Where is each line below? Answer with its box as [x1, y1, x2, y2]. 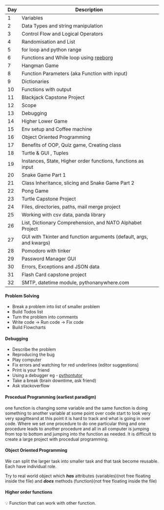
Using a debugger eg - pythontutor [12, 373, 83, 378]
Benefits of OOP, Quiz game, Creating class [21, 142, 122, 148]
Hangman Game [21, 62, 59, 69]
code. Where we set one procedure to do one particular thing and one [5, 421, 146, 426]
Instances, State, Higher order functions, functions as [21, 157, 144, 164]
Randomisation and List [21, 39, 76, 45]
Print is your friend [12, 367, 50, 373]
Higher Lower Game [21, 118, 67, 124]
